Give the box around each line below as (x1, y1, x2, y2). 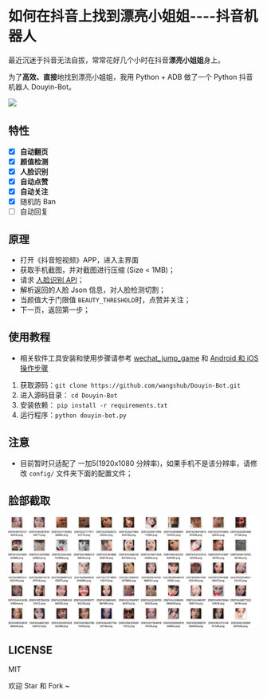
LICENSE (8, 643, 53, 657)
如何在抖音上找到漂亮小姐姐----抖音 (8, 7, 245, 26)
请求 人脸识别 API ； (19, 275, 85, 284)
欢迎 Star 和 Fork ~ (8, 681, 70, 691)
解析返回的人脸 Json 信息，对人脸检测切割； (19, 285, 166, 294)
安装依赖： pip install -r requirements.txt (19, 400, 168, 409)
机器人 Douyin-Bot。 (8, 81, 76, 92)
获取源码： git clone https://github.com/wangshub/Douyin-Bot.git (19, 380, 241, 389)
